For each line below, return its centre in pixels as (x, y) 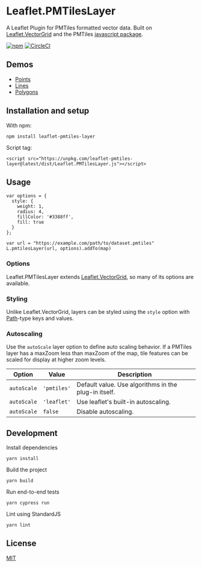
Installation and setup (48, 111)
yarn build (20, 481)
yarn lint (19, 525)
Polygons (26, 92)
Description (135, 375)
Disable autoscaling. (105, 412)
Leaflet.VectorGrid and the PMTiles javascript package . (75, 34)
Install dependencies (32, 448)
